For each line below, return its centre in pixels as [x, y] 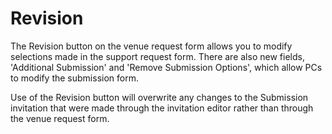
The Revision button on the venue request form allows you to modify [151, 46]
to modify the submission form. [74, 78]
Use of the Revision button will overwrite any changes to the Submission [159, 97]
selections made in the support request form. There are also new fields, [157, 56]
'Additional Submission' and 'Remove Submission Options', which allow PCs [166, 67]
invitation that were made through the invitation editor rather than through [162, 108]
